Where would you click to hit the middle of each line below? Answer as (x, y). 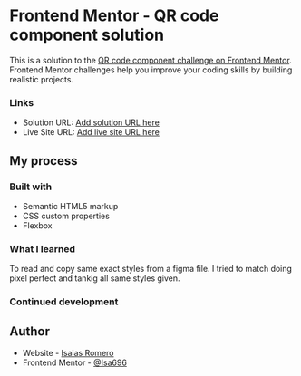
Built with (31, 187)
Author (29, 331)
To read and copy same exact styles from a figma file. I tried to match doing (151, 269)
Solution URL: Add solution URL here (91, 122)
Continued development (64, 302)
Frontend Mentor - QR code (114, 16)
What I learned (42, 248)
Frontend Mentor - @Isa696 (74, 362)
